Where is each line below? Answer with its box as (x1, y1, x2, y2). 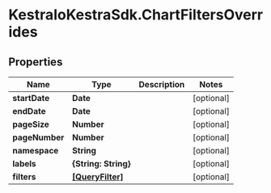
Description (138, 79, 185, 90)
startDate (12, 93, 50, 103)
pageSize (12, 119, 50, 130)
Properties (8, 55, 63, 69)
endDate (12, 106, 46, 116)
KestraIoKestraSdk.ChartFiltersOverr (8, 6, 264, 24)
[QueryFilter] (72, 171, 124, 183)
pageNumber (12, 132, 65, 143)
